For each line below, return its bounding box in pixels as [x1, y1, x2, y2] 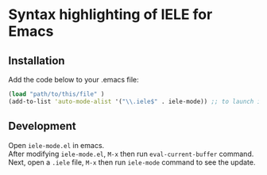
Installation [8, 54, 65, 67]
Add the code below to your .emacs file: [8, 75, 139, 84]
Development [8, 120, 77, 133]
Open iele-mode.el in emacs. [8, 140, 105, 150]
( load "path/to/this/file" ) [8, 90, 105, 98]
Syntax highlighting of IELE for [8, 6, 213, 24]
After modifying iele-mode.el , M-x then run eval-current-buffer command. [8, 149, 254, 158]
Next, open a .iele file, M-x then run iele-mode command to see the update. [8, 157, 256, 167]
